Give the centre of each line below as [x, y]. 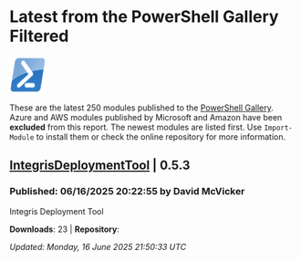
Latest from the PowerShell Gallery [144, 17]
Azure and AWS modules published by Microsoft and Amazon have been [146, 117]
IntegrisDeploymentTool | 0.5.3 [100, 166]
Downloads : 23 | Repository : [65, 229]
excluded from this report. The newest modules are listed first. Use [136, 127]
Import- [279, 128]
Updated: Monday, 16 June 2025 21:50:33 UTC [98, 246]
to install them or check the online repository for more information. [161, 136]
